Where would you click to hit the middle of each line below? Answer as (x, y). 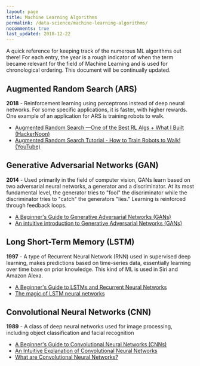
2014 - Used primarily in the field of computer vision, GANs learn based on (99, 179)
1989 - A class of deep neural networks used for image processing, (89, 327)
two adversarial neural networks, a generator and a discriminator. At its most (100, 186)
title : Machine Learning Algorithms (52, 17)
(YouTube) (27, 147)
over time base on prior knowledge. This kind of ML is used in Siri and (92, 269)
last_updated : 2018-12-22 (38, 34)
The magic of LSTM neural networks (60, 293)
